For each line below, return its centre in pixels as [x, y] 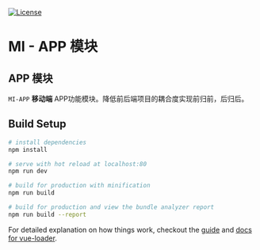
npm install [28, 150]
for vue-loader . [33, 238]
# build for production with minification [79, 186]
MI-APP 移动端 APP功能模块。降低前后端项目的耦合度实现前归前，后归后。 [128, 98]
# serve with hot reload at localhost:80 [78, 164]
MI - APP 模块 [53, 47]
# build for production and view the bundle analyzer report [111, 207]
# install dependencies [48, 142]
